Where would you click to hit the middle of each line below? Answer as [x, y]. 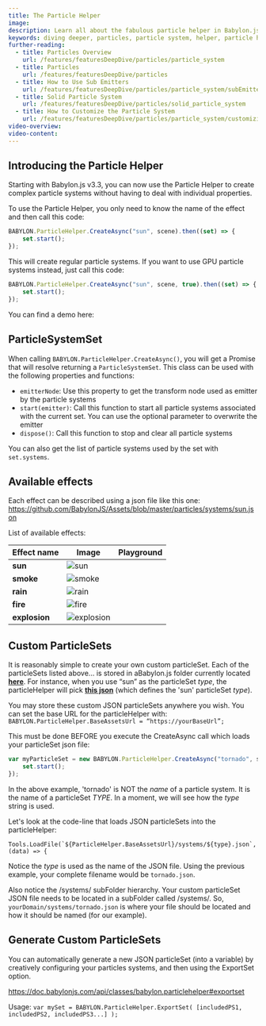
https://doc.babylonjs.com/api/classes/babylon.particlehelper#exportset [127, 991]
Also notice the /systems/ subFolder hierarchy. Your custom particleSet [124, 890]
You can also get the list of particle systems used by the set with [114, 448]
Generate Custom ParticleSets [85, 940]
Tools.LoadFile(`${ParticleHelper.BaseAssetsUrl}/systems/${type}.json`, [133, 844]
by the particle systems [58, 399]
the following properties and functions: [71, 375]
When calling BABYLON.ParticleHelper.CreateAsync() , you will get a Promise [132, 359]
